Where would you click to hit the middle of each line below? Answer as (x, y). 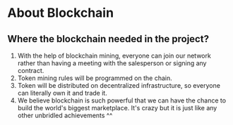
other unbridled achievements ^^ (65, 115)
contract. (31, 71)
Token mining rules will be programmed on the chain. (95, 78)
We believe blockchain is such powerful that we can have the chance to (122, 100)
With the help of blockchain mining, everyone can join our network (114, 55)
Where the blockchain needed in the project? (108, 39)
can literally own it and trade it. (62, 93)
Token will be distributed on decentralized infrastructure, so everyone (119, 85)
